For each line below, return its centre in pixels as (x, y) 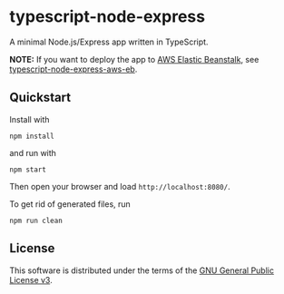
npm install (32, 136)
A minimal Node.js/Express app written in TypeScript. (109, 42)
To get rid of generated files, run (70, 204)
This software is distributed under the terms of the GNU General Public (142, 270)
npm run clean (36, 220)
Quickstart (40, 98)
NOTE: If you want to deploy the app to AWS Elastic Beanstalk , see (134, 59)
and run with (33, 152)
